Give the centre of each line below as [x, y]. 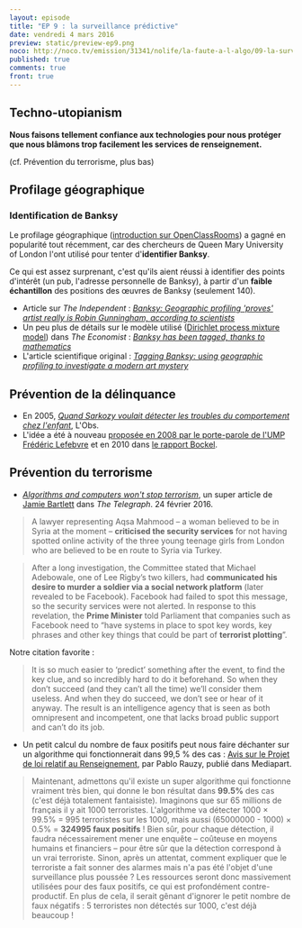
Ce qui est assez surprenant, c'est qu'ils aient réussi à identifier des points [147, 272]
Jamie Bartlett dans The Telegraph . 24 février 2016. [118, 504]
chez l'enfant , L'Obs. [61, 425]
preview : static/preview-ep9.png [72, 43]
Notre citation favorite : [52, 652]
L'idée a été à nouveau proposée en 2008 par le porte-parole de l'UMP [154, 435]
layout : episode [40, 18]
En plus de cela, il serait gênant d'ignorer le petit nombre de [180, 896]
